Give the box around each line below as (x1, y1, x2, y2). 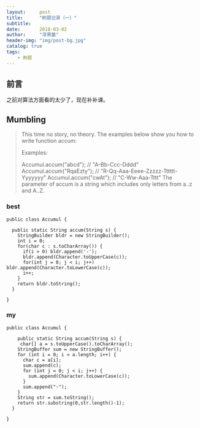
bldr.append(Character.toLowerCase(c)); (6, 264, 112, 270)
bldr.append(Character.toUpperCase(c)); (22, 254, 128, 260)
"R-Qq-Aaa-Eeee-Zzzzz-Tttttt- (100, 167, 178, 175)
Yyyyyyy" (21, 174, 47, 182)
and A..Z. (21, 187, 45, 194)
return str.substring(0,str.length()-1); (17, 400, 125, 406)
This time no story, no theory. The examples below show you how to (21, 131, 194, 138)
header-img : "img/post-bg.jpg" (6, 37, 87, 44)
